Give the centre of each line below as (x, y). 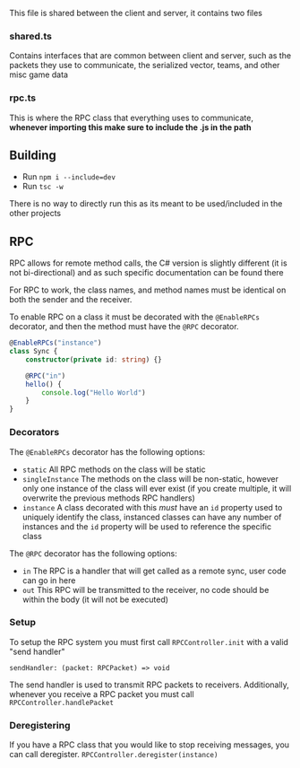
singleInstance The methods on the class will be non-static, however (150, 478)
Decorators (34, 432)
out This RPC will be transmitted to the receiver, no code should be (146, 589)
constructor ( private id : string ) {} (94, 359)
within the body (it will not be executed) (95, 599)
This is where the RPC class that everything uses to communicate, (131, 118)
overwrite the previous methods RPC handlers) (108, 498)
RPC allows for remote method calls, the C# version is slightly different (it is (149, 263)
